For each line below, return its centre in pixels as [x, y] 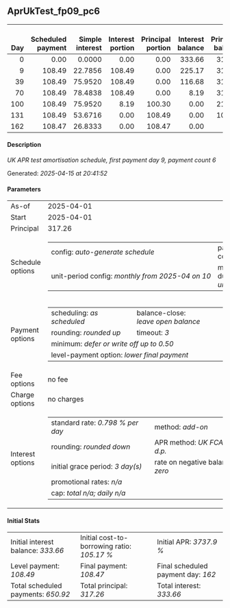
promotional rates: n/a [87, 482]
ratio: [123, 546]
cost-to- [114, 538]
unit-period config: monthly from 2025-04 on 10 [131, 276]
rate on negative [180, 463]
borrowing [97, 546]
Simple [90, 39]
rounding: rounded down [91, 447]
